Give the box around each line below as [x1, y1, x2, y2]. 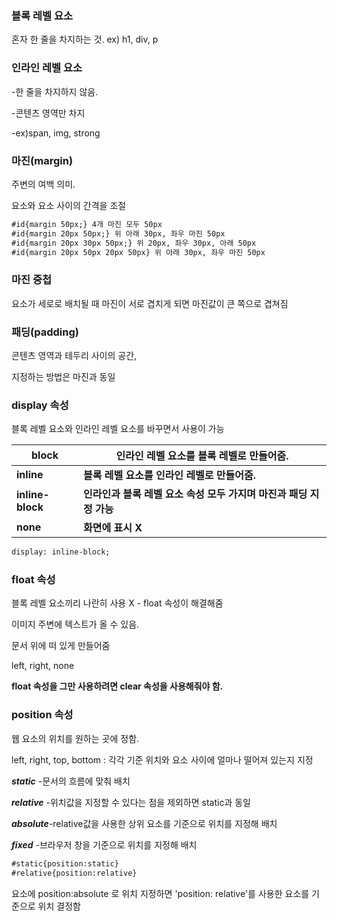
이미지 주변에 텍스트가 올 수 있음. [11, 618, 140, 631]
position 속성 [11, 708, 74, 722]
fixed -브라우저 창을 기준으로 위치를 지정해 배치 [11, 838, 198, 851]
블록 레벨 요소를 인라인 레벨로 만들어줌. [83, 468, 257, 482]
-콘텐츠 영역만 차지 [11, 107, 86, 119]
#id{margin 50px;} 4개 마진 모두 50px [11, 219, 163, 229]
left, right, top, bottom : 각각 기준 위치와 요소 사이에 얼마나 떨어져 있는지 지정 [11, 753, 314, 766]
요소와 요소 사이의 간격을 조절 [11, 199, 127, 211]
